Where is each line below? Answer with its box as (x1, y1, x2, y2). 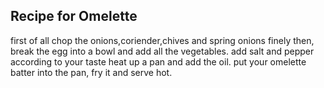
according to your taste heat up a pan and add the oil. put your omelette (10, 55, 307, 68)
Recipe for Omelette (10, 8, 138, 25)
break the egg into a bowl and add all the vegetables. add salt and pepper (10, 45, 315, 57)
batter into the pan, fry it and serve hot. (10, 66, 173, 78)
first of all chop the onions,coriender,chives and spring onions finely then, (10, 34, 315, 46)
